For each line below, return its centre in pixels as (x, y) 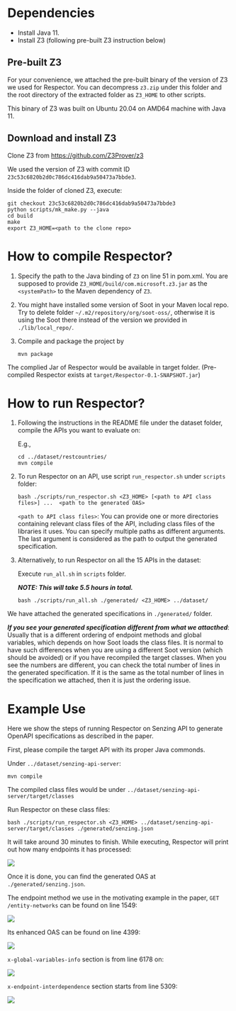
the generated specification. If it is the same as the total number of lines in (116, 673)
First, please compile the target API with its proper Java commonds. (106, 750)
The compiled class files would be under (67, 790)
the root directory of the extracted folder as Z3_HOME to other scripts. (107, 94)
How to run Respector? (76, 403)
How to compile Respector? (90, 256)
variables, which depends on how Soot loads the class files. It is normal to (116, 642)
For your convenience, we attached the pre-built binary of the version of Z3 (118, 79)
